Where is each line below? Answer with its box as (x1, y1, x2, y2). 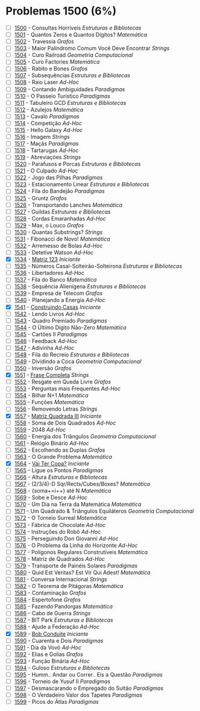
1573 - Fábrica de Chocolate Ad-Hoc (14, 521, 106, 528)
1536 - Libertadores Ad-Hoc (14, 270, 85, 277)
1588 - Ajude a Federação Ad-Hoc (14, 623, 100, 631)
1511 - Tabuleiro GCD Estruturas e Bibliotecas (14, 99, 127, 106)
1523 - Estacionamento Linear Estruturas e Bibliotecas (14, 181, 149, 188)
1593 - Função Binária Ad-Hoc (14, 657, 90, 665)
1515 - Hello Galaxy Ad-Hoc (14, 126, 83, 133)
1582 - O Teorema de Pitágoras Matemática (14, 583, 123, 590)
